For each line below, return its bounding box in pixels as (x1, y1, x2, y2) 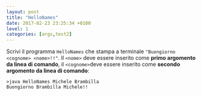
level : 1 (6, 25, 29, 32)
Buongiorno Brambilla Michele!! (6, 84, 88, 91)
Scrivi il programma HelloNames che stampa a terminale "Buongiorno (6, 48, 176, 55)
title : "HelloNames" (6, 14, 59, 21)
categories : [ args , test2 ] (6, 31, 72, 37)
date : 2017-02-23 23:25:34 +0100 (6, 20, 91, 26)
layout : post (6, 8, 40, 15)
